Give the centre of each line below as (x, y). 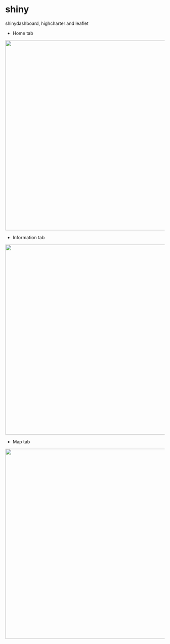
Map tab (21, 441)
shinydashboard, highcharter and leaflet (47, 23)
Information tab (29, 237)
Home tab (23, 33)
